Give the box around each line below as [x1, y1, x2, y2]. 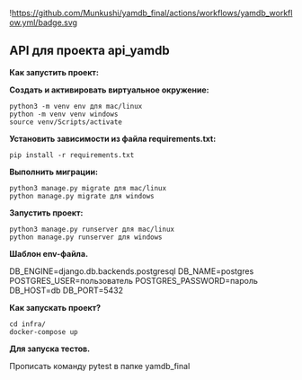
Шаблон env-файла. [9, 248, 88, 259]
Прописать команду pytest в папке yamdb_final [9, 360, 191, 371]
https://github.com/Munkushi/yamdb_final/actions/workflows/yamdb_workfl [12, 8, 293, 18]
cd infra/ [9, 319, 47, 329]
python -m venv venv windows [9, 110, 119, 119]
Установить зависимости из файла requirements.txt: [9, 133, 217, 144]
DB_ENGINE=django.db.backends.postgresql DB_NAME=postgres [9, 265, 254, 277]
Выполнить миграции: [9, 166, 99, 177]
